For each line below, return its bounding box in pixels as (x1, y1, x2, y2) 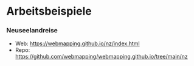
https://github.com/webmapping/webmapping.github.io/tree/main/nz (15, 53, 189, 61)
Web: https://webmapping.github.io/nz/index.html (15, 40, 140, 47)
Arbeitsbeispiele (6, 4, 92, 18)
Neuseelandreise (6, 26, 58, 35)
